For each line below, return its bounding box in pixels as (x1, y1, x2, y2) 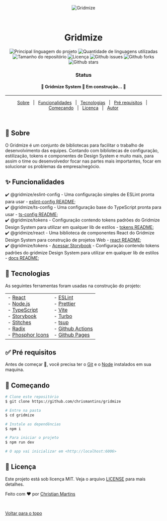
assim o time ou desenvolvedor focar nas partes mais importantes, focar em (5, 158, 162, 164)
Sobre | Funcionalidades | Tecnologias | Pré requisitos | (17, 100, 148, 106)
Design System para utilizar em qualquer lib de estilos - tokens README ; (5, 224, 154, 230)
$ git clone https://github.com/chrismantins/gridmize (5, 399, 121, 404)
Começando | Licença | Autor (48, 105, 119, 111)
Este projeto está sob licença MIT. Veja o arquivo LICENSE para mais (5, 476, 146, 482)
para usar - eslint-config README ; (5, 198, 76, 204)
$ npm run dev (5, 440, 35, 445)
